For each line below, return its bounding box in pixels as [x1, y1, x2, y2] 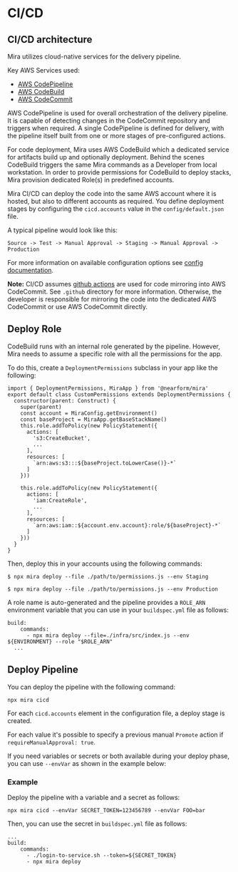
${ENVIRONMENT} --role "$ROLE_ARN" [7, 638, 113, 645]
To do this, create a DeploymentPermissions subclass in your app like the [7, 363, 219, 372]
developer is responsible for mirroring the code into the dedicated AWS [7, 295, 217, 303]
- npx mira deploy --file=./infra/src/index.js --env [26, 632, 190, 639]
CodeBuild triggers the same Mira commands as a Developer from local [7, 160, 217, 169]
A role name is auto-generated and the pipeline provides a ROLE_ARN [7, 598, 206, 606]
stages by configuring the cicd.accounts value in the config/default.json [7, 204, 224, 213]
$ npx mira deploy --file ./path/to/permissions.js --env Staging [7, 573, 209, 580]
